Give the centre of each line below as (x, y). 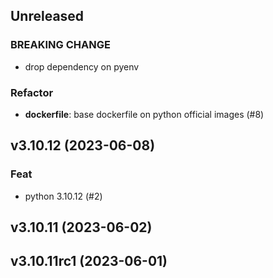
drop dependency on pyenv (82, 66)
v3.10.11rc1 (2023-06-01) (89, 261)
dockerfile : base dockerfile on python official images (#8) (144, 114)
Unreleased (47, 16)
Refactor (32, 92)
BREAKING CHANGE (60, 45)
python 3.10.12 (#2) (63, 196)
